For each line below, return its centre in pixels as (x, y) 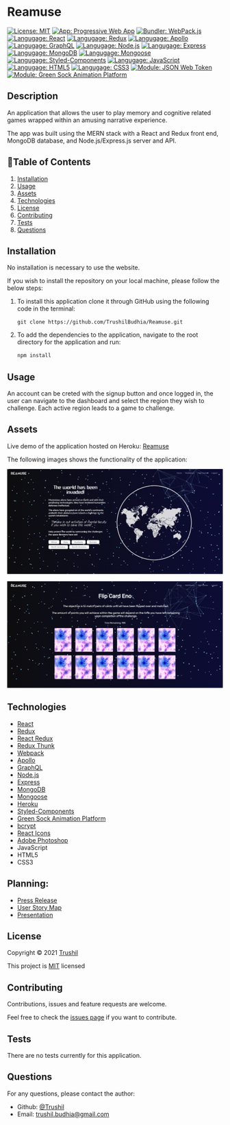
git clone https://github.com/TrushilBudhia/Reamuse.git (100, 322)
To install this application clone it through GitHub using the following (113, 302)
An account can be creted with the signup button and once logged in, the (110, 394)
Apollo (26, 760)
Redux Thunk (36, 745)
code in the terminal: (46, 309)
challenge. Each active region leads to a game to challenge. (91, 408)
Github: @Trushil (41, 1106)
